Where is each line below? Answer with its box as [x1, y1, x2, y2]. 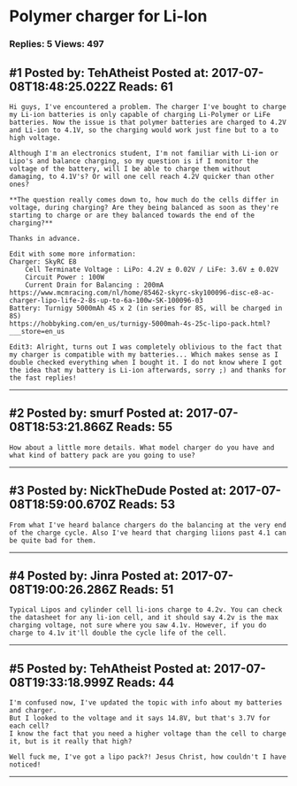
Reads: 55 [116, 420, 173, 435]
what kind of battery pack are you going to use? [9, 451, 196, 459]
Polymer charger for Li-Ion [9, 6, 208, 27]
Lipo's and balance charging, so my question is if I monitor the [9, 157, 259, 166]
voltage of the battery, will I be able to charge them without [9, 164, 251, 173]
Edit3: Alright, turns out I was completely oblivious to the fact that [9, 343, 283, 351]
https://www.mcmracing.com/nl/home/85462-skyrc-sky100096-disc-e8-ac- [9, 288, 275, 297]
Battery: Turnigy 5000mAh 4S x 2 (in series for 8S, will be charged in [9, 304, 283, 312]
